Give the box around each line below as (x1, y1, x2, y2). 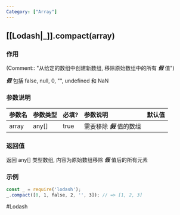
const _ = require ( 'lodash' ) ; (6, 186, 82, 193)
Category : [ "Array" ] (6, 8, 58, 15)
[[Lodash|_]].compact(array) (6, 31, 115, 41)
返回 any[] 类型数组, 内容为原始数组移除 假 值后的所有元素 (6, 156, 148, 163)
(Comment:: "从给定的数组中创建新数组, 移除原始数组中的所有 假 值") (6, 64, 175, 72)
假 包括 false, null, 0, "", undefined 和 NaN (6, 77, 109, 84)
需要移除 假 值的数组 (84, 122, 141, 130)
